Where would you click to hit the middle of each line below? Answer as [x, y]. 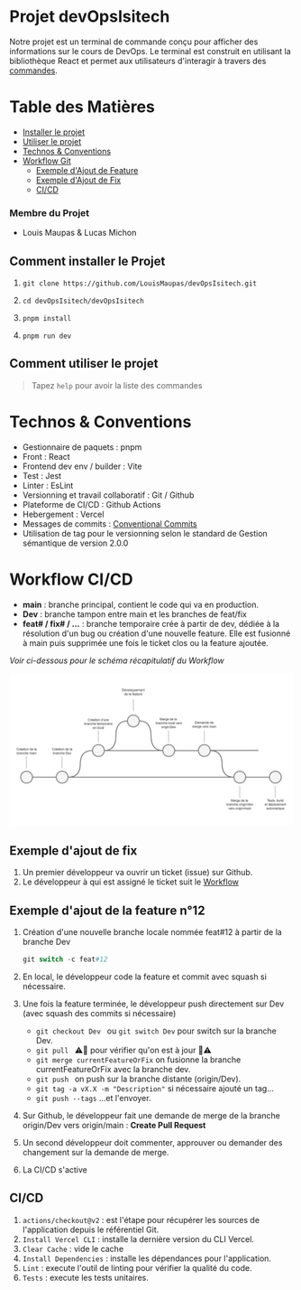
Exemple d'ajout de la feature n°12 [107, 910]
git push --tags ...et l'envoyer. [93, 1098]
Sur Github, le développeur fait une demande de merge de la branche [151, 1115]
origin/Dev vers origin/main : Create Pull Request [114, 1125]
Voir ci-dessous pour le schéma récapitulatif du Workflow [117, 660]
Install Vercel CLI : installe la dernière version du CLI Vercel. [138, 1239]
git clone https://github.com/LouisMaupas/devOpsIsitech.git [140, 283]
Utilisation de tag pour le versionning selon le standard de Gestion [145, 533]
